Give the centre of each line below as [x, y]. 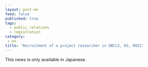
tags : [11, 23]
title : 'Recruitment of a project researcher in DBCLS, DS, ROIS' [74, 46]
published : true [22, 18]
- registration [25, 32]
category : [15, 37]
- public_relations [30, 28]
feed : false [17, 14]
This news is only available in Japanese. [46, 59]
